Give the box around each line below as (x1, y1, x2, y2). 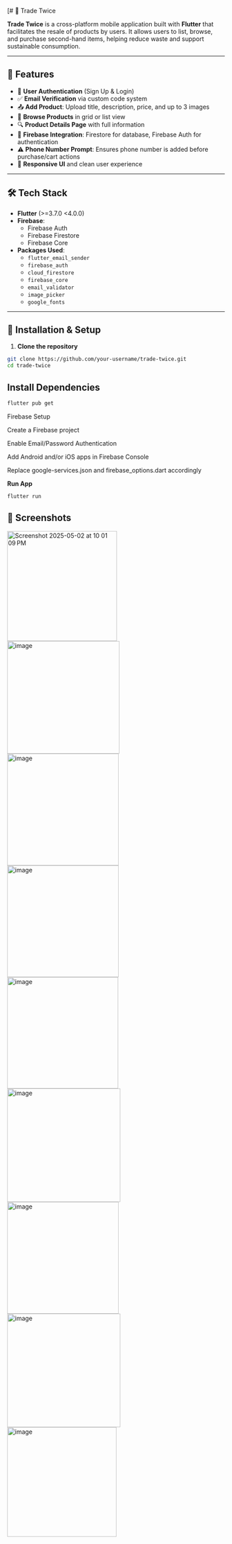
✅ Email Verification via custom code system (17, 94, 147, 103)
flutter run (7, 493, 41, 500)
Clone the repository (17, 342, 78, 351)
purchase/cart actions (17, 152, 81, 161)
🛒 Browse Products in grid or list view (17, 112, 126, 121)
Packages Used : (17, 246, 65, 254)
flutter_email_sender (27, 254, 90, 261)
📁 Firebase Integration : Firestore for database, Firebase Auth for (17, 130, 202, 139)
